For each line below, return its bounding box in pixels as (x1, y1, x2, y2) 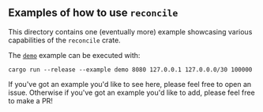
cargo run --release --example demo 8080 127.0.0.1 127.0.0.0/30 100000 (8, 66, 253, 74)
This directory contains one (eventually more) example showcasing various (8, 27, 253, 36)
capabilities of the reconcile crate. (8, 35, 121, 45)
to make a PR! (8, 96, 54, 105)
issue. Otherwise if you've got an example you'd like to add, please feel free (8, 88, 255, 97)
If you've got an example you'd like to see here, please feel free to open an (8, 79, 252, 89)
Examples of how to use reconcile (8, 6, 178, 20)
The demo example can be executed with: (8, 50, 141, 60)
